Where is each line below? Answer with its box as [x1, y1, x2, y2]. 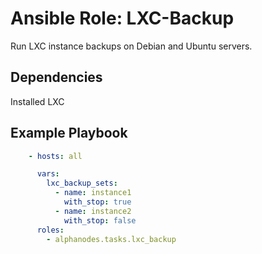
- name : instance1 [54, 188, 132, 198]
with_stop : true [63, 197, 132, 207]
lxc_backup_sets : [46, 178, 118, 189]
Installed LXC [10, 95, 65, 107]
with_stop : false [63, 215, 137, 226]
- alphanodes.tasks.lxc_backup [46, 234, 177, 244]
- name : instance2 [54, 206, 132, 216]
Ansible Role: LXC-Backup [10, 7, 235, 30]
